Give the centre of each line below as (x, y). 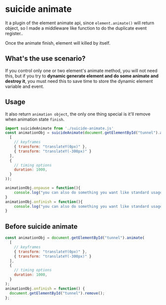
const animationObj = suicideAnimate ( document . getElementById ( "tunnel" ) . (83, 133)
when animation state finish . (35, 119)
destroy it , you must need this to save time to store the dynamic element (79, 81)
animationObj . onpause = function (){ (43, 188)
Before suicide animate (41, 226)
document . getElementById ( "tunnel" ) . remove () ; (57, 293)
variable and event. (25, 86)
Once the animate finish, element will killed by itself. (58, 43)
